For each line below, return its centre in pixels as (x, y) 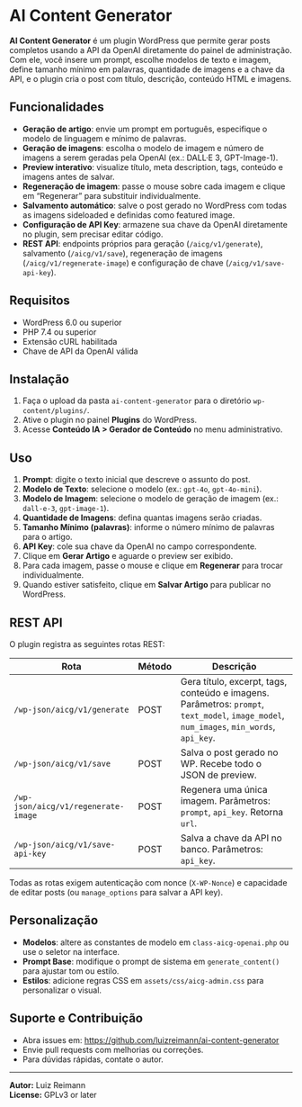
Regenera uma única (224, 790)
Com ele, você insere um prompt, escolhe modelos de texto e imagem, (140, 59)
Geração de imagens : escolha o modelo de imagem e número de (143, 148)
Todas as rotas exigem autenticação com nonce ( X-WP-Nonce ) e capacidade (148, 882)
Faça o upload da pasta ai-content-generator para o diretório (137, 400)
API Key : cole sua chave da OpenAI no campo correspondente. (140, 546)
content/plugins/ (55, 411)
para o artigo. (48, 537)
